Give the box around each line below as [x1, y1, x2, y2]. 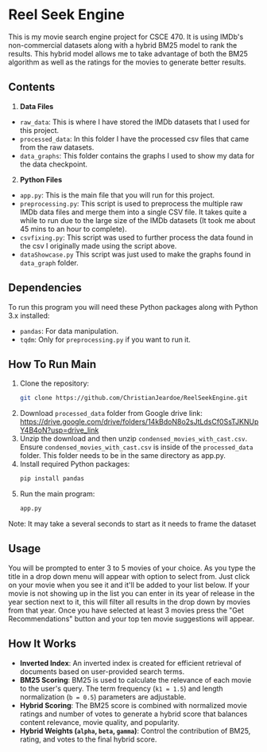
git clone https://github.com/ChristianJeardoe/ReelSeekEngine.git [19, 394, 248, 402]
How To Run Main [8, 357, 97, 371]
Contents [8, 80, 56, 94]
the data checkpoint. [19, 159, 87, 169]
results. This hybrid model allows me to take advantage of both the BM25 [8, 49, 249, 58]
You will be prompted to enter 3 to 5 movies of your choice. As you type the [8, 563, 256, 573]
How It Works [8, 637, 77, 651]
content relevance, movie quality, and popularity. [19, 717, 180, 727]
